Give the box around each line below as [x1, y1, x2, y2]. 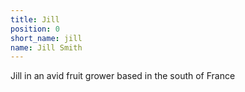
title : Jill [10, 14, 60, 25]
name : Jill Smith [10, 42, 83, 53]
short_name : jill [10, 33, 83, 43]
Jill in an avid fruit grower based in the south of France [10, 70, 236, 82]
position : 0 [10, 24, 60, 34]
